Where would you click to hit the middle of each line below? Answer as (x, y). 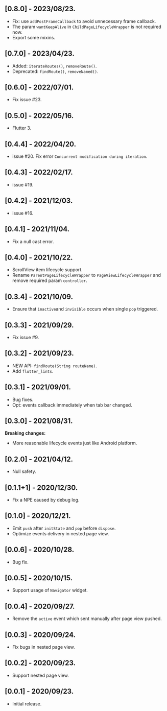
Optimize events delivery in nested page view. (61, 533)
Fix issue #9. (26, 337)
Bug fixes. (23, 399)
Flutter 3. (22, 128)
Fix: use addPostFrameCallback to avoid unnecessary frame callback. (84, 21)
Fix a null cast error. (33, 241)
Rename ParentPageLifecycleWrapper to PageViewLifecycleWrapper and (87, 275)
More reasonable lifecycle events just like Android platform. (75, 443)
